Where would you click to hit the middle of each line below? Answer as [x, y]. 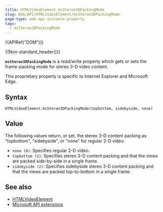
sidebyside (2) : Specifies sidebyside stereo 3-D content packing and [83, 166]
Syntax [16, 97]
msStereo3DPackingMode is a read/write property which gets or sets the [76, 61]
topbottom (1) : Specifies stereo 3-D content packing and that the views [85, 156]
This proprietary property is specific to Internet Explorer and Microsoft [76, 76]
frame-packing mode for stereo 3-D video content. [57, 67]
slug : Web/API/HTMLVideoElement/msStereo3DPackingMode [63, 14]
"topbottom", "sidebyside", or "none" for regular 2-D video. [65, 141]
